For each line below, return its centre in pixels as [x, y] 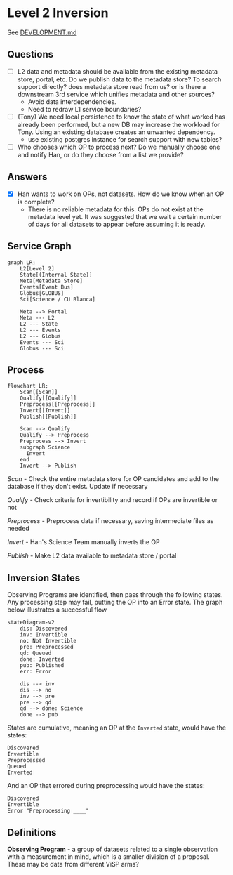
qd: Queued [36, 653]
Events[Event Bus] [47, 287]
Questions [31, 54]
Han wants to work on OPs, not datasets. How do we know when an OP [121, 194]
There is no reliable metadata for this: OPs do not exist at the [115, 209]
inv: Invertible [44, 635]
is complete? [36, 202]
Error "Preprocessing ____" [48, 811]
